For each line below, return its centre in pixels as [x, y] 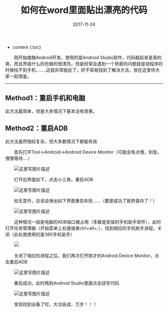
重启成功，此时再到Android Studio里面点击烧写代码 [67, 283]
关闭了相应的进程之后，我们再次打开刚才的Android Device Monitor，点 [86, 256]
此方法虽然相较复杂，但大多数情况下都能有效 [51, 141]
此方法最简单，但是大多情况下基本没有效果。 [51, 111]
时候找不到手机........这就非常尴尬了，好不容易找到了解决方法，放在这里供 [80, 70]
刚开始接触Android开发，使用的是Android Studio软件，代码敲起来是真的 [88, 57]
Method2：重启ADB [36, 129]
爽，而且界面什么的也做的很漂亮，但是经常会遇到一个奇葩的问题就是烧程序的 [84, 63]
